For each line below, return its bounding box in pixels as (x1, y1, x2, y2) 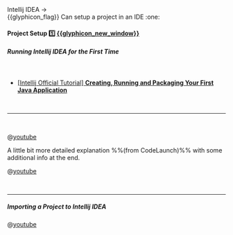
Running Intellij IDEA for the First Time (7, 47, 119, 56)
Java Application (17, 85, 67, 94)
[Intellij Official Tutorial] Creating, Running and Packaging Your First (17, 78, 214, 87)
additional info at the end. (7, 153, 80, 162)
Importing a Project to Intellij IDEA (7, 202, 107, 211)
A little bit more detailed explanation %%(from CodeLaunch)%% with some (7, 146, 223, 154)
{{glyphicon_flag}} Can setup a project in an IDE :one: (7, 12, 160, 21)
